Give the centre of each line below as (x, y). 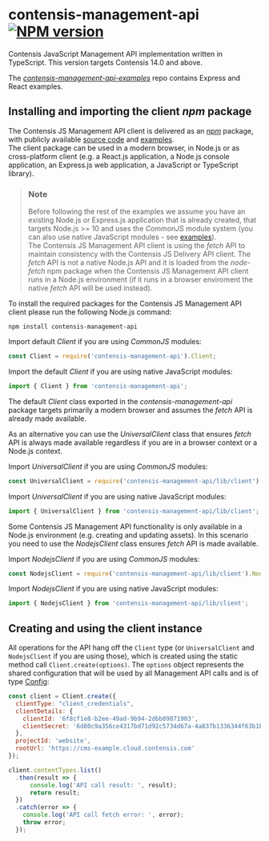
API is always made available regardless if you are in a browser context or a (133, 443)
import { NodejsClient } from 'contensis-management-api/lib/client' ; (128, 603)
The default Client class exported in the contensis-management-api (120, 401)
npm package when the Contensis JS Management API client (148, 271)
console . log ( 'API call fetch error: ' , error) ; (103, 815)
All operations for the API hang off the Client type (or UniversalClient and (131, 648)
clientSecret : (46, 726)
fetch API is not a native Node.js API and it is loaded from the (128, 262)
